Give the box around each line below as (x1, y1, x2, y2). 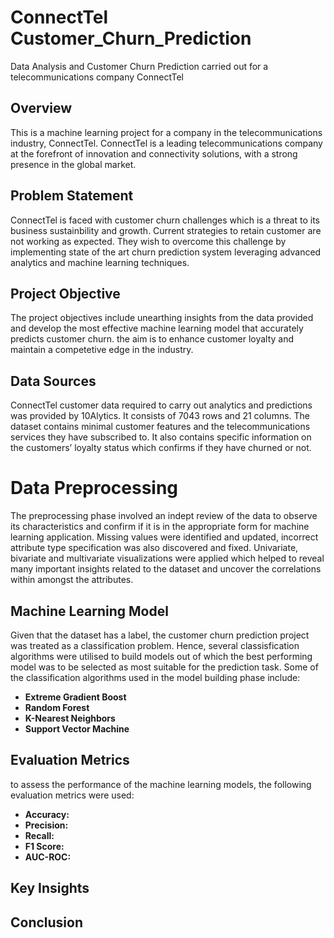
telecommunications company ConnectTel (10, 71, 185, 83)
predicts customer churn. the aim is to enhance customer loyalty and (10, 333, 295, 345)
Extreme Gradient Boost (24, 691, 127, 703)
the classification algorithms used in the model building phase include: (10, 671, 301, 683)
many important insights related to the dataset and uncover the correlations (10, 563, 322, 575)
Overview (10, 100, 73, 117)
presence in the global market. (10, 158, 137, 170)
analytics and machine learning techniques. (10, 256, 190, 268)
